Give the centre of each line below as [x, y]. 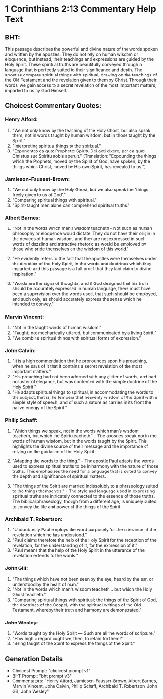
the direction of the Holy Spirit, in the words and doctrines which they [82, 264]
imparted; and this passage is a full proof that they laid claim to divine [82, 269]
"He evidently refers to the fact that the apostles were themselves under [84, 259]
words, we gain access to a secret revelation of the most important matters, [81, 85]
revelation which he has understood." [49, 535]
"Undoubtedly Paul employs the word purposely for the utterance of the [84, 530]
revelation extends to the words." [45, 556]
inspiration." [24, 274]
